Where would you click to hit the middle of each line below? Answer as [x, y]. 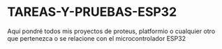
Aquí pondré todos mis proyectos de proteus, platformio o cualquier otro [111, 31]
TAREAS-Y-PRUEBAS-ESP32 [92, 12]
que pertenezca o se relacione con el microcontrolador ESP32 [97, 38]
